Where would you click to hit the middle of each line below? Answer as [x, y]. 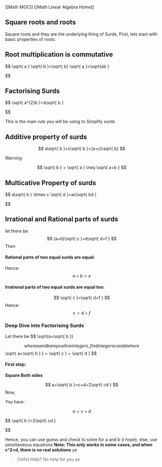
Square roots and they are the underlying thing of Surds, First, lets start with [81, 34]
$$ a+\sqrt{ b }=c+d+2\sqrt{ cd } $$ [82, 385]
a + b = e [82, 276]
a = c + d [82, 411]
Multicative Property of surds [51, 183]
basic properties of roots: [30, 39]
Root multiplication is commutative [59, 55]
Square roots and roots [41, 22]
